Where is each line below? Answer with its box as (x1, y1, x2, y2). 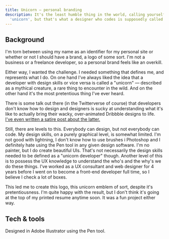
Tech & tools (5, 214, 45, 223)
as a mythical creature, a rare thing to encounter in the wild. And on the (5, 85, 153, 91)
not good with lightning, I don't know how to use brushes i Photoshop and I (5, 137, 160, 143)
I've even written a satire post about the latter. (5, 116, 101, 122)
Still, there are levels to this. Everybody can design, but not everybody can (5, 126, 159, 132)
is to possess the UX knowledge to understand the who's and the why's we (5, 158, 161, 164)
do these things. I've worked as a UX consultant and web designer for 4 (5, 164, 154, 170)
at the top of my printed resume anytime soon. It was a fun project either (5, 195, 156, 201)
